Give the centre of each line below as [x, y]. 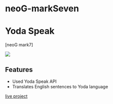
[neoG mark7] [19, 45]
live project [16, 96]
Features [19, 69]
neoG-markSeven [42, 9]
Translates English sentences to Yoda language [60, 86]
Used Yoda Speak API [34, 81]
